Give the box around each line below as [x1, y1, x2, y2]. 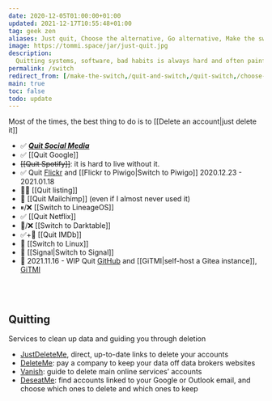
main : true [8, 79, 45, 87]
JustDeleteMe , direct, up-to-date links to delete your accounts [19, 349, 229, 360]
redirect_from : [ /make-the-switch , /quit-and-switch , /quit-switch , [8, 72, 237, 80]
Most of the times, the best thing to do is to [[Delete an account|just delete [8, 116, 257, 126]
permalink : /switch [8, 65, 74, 73]
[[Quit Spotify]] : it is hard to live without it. [19, 159, 160, 169]
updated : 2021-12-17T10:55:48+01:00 [8, 19, 132, 27]
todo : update [8, 95, 53, 103]
